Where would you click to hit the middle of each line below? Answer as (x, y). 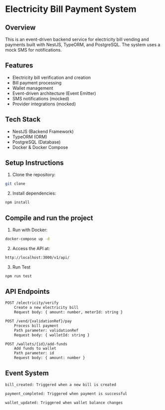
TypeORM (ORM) (30, 137)
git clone (15, 184)
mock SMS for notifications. (33, 50)
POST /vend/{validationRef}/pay (38, 321)
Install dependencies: (34, 193)
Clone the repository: (34, 175)
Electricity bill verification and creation (52, 77)
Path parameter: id (34, 353)
